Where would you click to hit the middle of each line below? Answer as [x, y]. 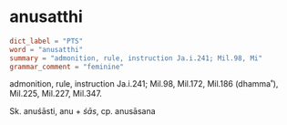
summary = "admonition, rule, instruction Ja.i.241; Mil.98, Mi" [136, 58]
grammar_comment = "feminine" [67, 67]
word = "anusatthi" [46, 49]
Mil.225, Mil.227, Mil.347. [56, 94]
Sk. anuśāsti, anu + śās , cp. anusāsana [83, 111]
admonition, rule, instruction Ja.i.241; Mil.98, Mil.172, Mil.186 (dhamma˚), [144, 84]
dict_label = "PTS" [46, 41]
